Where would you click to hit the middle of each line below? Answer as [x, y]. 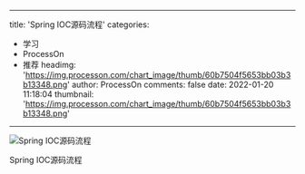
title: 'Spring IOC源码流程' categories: [79, 24]
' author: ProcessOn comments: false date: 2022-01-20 [170, 84]
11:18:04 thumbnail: [58, 94]
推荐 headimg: [49, 65]
